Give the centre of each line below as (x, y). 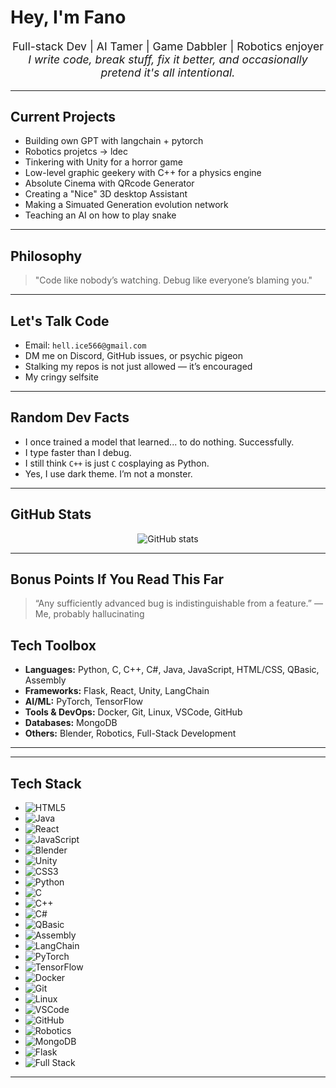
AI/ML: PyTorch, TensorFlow (84, 702)
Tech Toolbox (53, 645)
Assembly (45, 680)
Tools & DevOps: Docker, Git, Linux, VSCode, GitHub (133, 712)
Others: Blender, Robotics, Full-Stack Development (130, 733)
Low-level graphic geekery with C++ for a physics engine (143, 173)
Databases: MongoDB (71, 723)
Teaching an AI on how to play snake (100, 215)
